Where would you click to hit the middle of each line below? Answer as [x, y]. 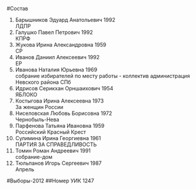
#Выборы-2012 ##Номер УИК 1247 [51, 181]
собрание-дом [34, 157]
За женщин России [39, 107]
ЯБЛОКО [26, 94]
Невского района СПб [43, 82]
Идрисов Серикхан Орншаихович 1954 [64, 88]
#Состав [17, 9]
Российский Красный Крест [51, 132]
